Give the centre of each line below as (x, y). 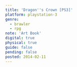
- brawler (20, 24)
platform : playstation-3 (31, 15)
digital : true (20, 38)
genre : (12, 19)
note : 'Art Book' (23, 33)
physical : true (21, 43)
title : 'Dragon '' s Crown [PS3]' (39, 10)
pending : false (21, 52)
